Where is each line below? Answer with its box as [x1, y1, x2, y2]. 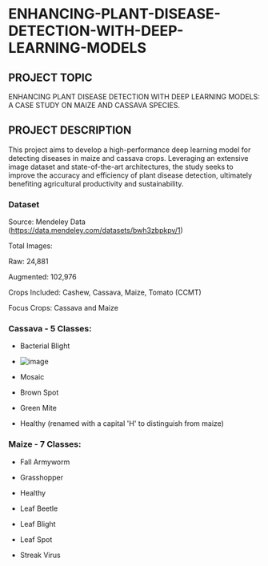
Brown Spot [19, 387, 59, 397]
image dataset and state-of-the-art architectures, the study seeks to [8, 162, 234, 171]
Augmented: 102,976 [8, 272, 78, 282]
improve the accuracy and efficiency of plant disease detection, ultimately [8, 170, 253, 180]
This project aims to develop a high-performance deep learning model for [8, 145, 251, 155]
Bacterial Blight [19, 341, 70, 351]
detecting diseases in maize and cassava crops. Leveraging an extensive [8, 153, 249, 163]
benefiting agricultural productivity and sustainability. [8, 179, 184, 188]
